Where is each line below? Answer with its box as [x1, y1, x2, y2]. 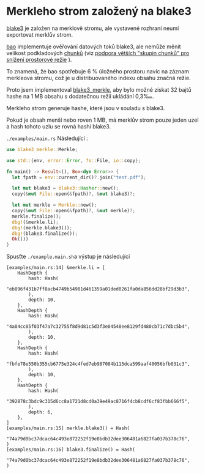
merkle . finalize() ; [12, 213, 62, 220]
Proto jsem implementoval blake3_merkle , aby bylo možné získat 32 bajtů [6, 86, 192, 93]
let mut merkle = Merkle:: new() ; [12, 202, 97, 209]
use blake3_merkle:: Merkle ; [6, 146, 78, 152]
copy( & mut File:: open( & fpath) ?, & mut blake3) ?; [12, 191, 136, 197]
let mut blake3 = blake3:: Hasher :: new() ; [12, 185, 119, 191]
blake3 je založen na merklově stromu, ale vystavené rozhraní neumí [6, 24, 179, 32]
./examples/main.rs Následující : [6, 135, 89, 142]
